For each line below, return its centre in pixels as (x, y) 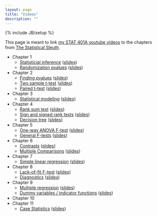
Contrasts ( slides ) (37, 146)
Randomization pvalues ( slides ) (51, 67)
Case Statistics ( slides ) (43, 209)
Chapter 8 (22, 167)
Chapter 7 (22, 156)
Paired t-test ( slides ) (40, 89)
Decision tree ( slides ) (41, 120)
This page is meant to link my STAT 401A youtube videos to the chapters (79, 42)
